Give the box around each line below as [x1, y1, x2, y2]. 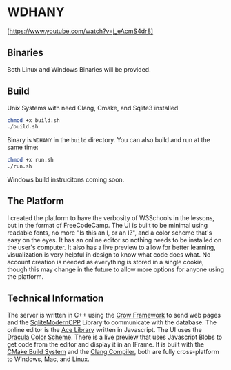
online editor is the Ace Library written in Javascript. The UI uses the [7, 325, 202, 333]
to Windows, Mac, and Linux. [7, 355, 90, 363]
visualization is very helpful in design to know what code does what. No [7, 250, 211, 259]
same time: [7, 143, 39, 152]
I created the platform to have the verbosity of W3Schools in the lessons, [7, 213, 215, 222]
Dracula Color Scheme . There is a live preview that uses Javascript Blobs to [7, 333, 223, 341]
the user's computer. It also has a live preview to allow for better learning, [7, 243, 216, 251]
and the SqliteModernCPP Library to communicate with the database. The [7, 318, 217, 327]
